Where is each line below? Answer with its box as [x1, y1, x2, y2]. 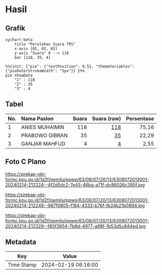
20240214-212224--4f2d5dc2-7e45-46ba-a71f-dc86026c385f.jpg [5, 181, 145, 188]
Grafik [5, 24, 25, 33]
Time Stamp [8, 261, 37, 268]
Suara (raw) [92, 115, 121, 122]
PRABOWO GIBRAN [21, 132, 68, 139]
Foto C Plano [5, 158, 46, 166]
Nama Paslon [21, 115, 54, 122]
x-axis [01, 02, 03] [14, 46, 58, 51]
